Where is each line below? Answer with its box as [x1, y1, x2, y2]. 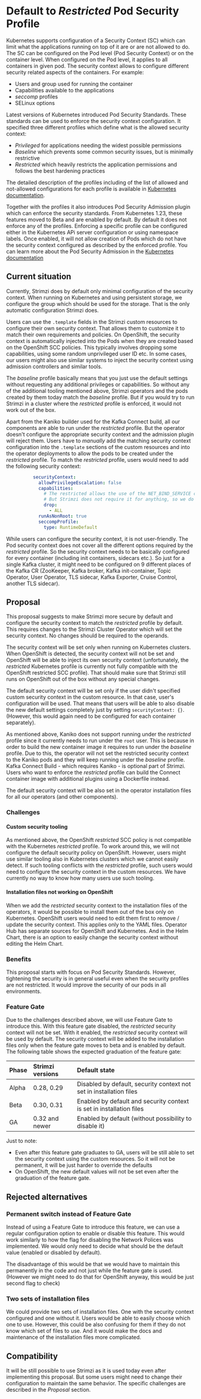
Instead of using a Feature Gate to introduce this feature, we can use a [6, 1223, 180, 1230]
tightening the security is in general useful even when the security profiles [6, 974, 190, 982]
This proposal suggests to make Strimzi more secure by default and [6, 613, 173, 620]
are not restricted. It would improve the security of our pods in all [6, 981, 166, 988]
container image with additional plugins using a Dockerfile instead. [6, 775, 170, 783]
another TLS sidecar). [6, 580, 60, 587]
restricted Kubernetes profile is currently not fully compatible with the [6, 663, 178, 670]
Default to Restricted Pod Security [6, 4, 179, 18]
